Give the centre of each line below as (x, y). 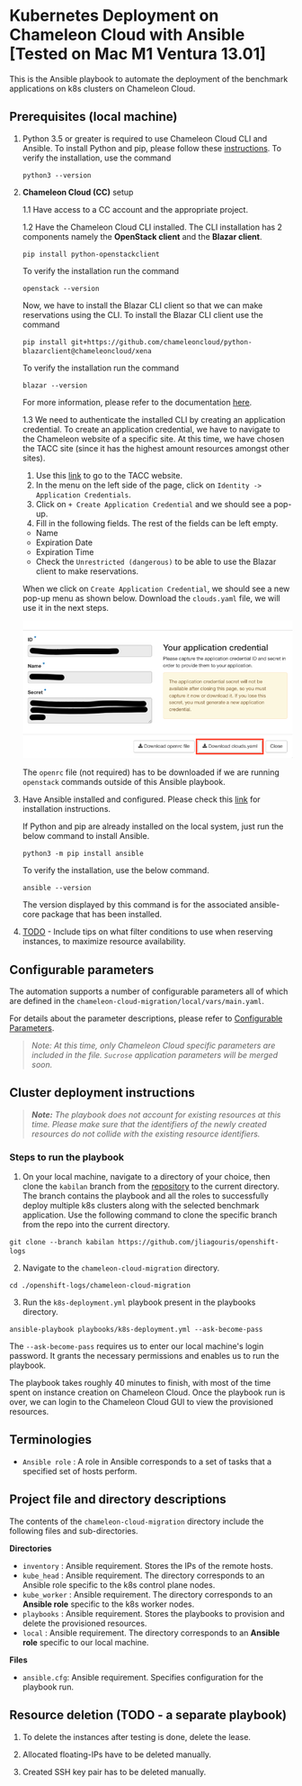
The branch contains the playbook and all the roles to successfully (146, 1196)
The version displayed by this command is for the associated (135, 905)
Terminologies (51, 1440)
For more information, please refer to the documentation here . (137, 402)
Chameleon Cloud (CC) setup (78, 192)
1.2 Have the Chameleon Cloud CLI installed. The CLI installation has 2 (152, 227)
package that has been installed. (102, 915)
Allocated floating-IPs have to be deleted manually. (117, 1754)
